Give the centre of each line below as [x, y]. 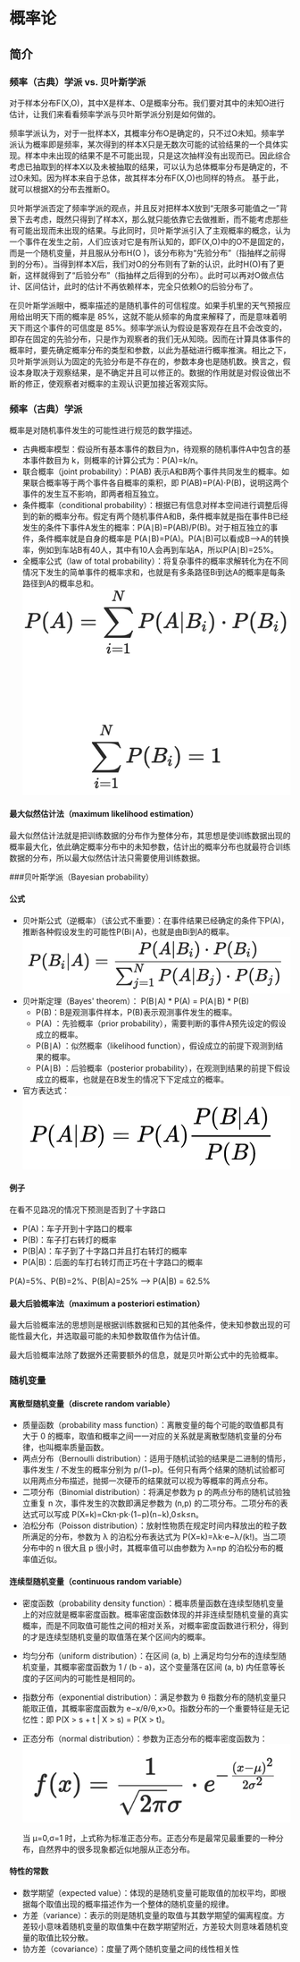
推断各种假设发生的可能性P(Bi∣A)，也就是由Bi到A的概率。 [128, 931]
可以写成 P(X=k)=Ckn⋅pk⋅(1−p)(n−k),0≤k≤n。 [121, 1515]
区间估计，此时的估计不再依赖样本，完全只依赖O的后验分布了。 [141, 286]
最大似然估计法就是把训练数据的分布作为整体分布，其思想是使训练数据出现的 [150, 835]
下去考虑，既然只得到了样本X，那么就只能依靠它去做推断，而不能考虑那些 [152, 219]
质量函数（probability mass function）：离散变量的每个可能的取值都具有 [153, 1425]
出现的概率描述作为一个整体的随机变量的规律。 [147, 1904]
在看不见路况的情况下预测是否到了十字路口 [87, 1210]
